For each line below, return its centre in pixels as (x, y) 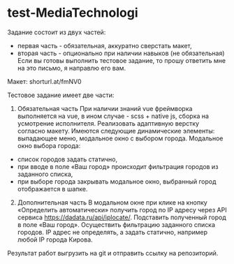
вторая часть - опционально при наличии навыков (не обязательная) (121, 53)
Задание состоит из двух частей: (57, 32)
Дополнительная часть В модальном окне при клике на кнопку (112, 202)
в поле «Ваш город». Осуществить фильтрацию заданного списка (116, 224)
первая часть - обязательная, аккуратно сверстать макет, (104, 45)
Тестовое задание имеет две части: (61, 95)
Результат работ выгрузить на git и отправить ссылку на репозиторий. (113, 253)
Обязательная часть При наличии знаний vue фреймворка (105, 108)
